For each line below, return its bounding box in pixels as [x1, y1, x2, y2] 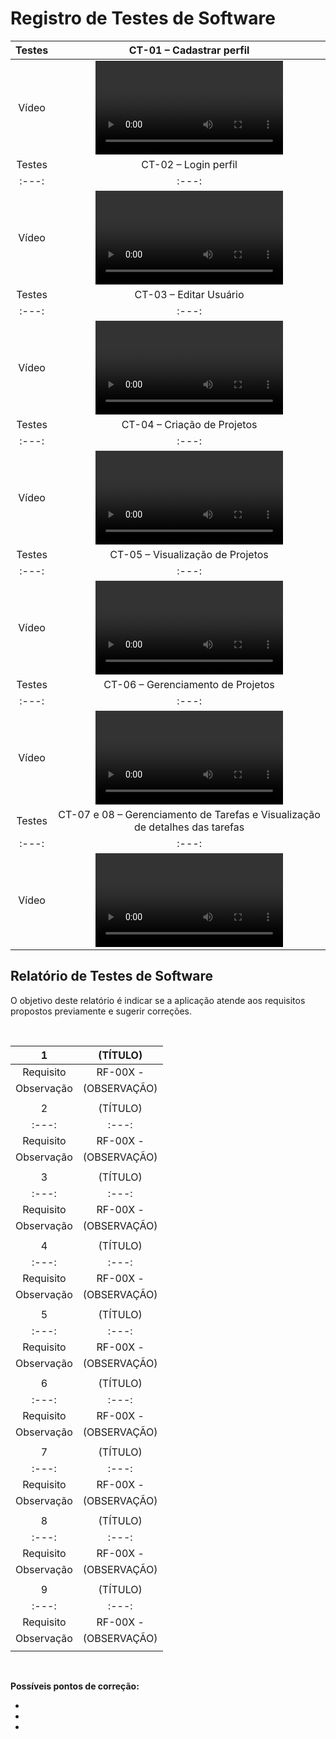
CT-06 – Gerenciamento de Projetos [103, 677, 275, 691]
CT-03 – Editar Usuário [134, 287, 245, 301]
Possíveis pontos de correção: [10, 1680, 140, 1692]
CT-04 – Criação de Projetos [121, 417, 258, 431]
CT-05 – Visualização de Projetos [109, 547, 269, 561]
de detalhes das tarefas [133, 820, 245, 834]
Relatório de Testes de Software [10, 968, 214, 985]
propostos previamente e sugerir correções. [10, 1005, 192, 1017]
